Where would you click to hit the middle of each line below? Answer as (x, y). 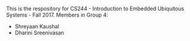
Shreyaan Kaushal (37, 26)
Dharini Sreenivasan (39, 33)
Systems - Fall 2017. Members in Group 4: (57, 15)
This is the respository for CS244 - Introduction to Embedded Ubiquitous (95, 9)
